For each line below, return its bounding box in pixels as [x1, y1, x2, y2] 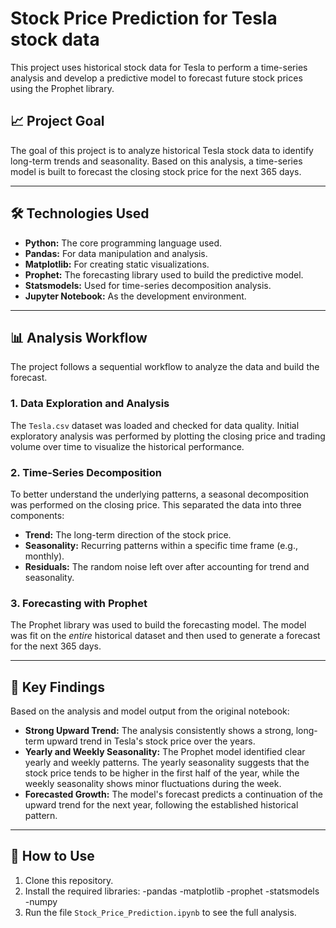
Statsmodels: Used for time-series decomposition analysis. [24, 279, 272, 291]
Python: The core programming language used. [24, 237, 223, 249]
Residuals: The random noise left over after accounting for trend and [24, 560, 310, 572]
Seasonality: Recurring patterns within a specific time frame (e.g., [24, 539, 299, 551]
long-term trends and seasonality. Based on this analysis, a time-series [10, 155, 303, 167]
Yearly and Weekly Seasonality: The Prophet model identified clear [24, 746, 306, 758]
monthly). [24, 550, 65, 562]
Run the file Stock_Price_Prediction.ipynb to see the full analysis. [24, 906, 297, 918]
